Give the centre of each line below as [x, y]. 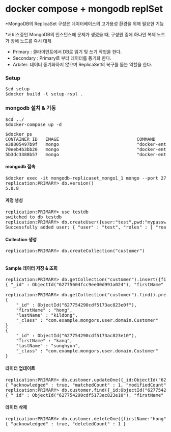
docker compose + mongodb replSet [84, 9]
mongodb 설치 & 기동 [31, 108]
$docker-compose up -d [34, 124]
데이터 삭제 [16, 407]
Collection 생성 [21, 239]
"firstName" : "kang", [44, 341]
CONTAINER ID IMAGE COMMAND [81, 139]
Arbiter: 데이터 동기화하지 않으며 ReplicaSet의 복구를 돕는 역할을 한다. [82, 64]
